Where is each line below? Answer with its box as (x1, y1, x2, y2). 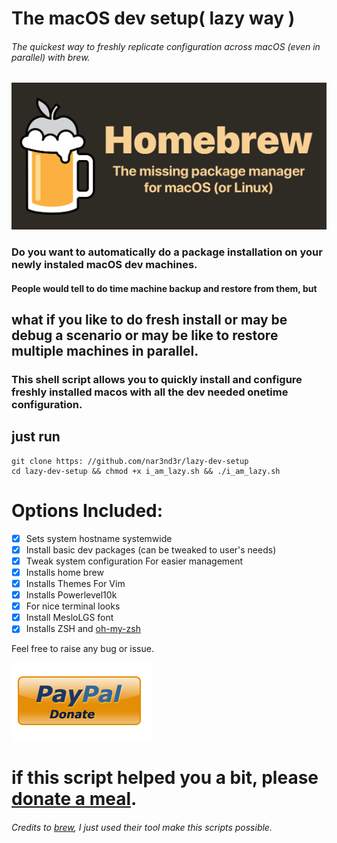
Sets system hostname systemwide (25, 532, 173, 544)
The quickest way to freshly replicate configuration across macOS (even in (11, 40, 321, 52)
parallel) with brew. (11, 51, 91, 63)
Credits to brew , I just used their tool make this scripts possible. (11, 822, 273, 834)
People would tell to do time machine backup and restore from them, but (11, 282, 318, 294)
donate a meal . (11, 788, 138, 811)
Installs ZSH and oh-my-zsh (25, 623, 141, 635)
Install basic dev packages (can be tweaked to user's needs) (25, 543, 277, 556)
